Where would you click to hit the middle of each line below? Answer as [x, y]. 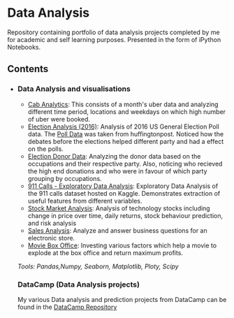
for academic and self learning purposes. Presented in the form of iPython [114, 39]
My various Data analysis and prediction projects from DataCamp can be [122, 299]
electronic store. [51, 238]
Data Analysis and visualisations [74, 89]
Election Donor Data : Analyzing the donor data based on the [114, 156]
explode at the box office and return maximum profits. [105, 252]
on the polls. [46, 149]
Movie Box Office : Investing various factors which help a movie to [122, 245]
